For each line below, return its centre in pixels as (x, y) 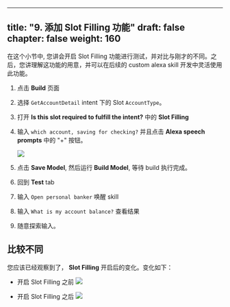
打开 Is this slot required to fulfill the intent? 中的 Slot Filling (103, 116)
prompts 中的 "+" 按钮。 (52, 140)
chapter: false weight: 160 (64, 39)
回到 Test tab (36, 182)
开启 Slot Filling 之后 (45, 296)
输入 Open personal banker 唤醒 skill (68, 197)
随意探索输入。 (38, 225)
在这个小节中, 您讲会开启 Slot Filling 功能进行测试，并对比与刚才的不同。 (109, 56)
